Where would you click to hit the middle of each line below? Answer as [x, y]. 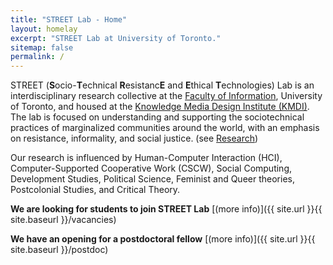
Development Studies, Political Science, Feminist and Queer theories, [152, 179]
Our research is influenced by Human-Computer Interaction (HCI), [146, 158]
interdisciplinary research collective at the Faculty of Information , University [166, 96]
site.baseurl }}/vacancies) [63, 220]
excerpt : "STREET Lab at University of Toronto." [116, 38]
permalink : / [37, 57]
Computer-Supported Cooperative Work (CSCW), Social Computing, [151, 168]
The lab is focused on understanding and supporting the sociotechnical [157, 117]
